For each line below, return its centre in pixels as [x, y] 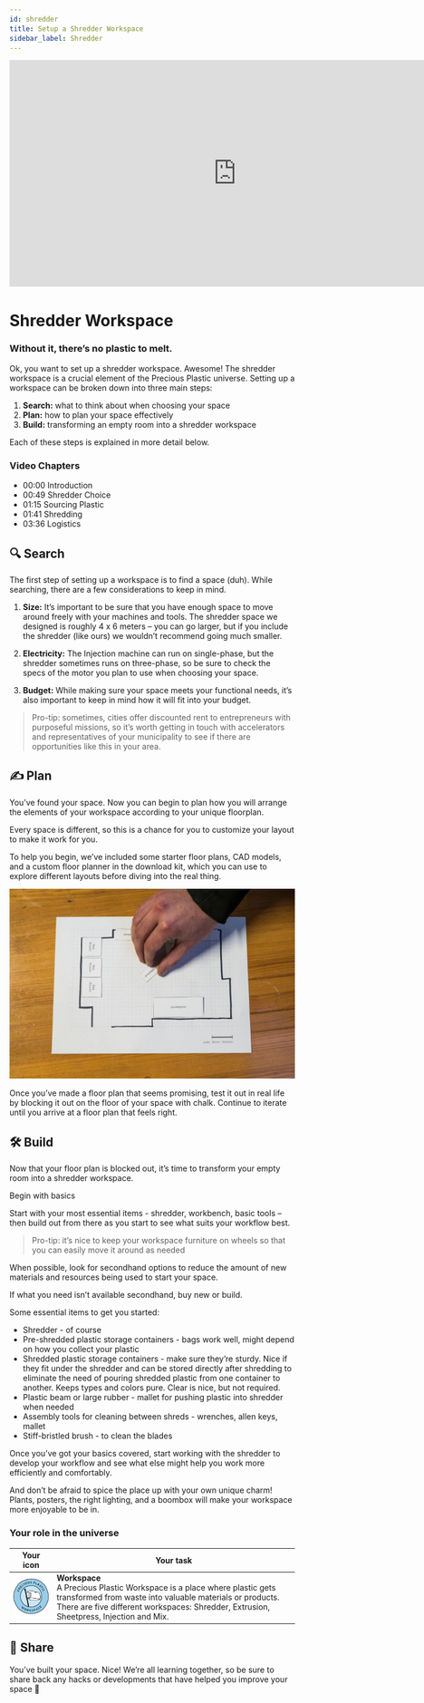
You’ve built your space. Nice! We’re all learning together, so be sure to [142, 1669]
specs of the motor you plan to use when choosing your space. [140, 672]
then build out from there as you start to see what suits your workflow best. [150, 1223]
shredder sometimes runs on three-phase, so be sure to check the [146, 663]
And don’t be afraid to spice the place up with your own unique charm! [141, 1490]
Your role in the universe [64, 1534]
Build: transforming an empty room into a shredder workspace [139, 424]
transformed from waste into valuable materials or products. [168, 1597]
